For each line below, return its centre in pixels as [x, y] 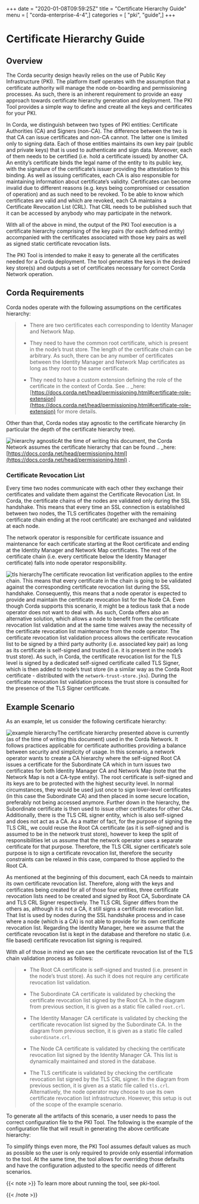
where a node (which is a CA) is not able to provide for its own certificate [96, 921]
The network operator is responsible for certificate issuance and [85, 537]
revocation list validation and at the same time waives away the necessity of [99, 625]
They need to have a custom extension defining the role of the [106, 380]
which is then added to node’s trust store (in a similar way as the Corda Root [99, 670]
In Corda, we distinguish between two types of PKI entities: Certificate [92, 125]
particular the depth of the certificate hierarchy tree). [71, 429]
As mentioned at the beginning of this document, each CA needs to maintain [99, 877]
